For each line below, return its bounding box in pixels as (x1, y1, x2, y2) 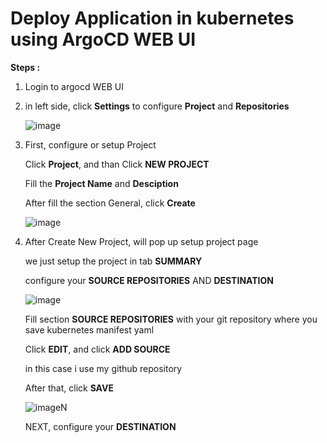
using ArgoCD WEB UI (10, 28, 197, 51)
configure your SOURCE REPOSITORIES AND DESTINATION (24, 274, 274, 286)
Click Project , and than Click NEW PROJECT (24, 158, 210, 170)
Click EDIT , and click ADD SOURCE (24, 343, 171, 355)
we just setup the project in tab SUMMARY (24, 255, 203, 267)
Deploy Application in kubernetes (10, 7, 295, 30)
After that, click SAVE (24, 382, 114, 394)
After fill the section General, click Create (24, 197, 196, 209)
